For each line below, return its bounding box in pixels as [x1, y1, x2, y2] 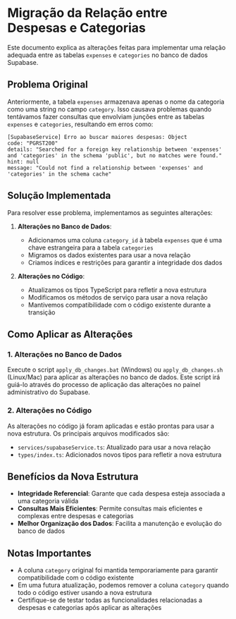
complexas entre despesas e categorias [17, 512, 134, 520]
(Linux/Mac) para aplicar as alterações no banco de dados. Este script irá [7, 373, 221, 381]
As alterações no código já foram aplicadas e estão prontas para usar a [7, 422, 215, 430]
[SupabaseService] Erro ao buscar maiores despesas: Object [7, 133, 188, 140]
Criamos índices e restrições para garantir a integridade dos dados [27, 258, 223, 266]
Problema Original [7, 79, 88, 91]
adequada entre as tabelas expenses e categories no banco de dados [7, 51, 208, 59]
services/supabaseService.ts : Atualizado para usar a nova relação [17, 443, 211, 451]
